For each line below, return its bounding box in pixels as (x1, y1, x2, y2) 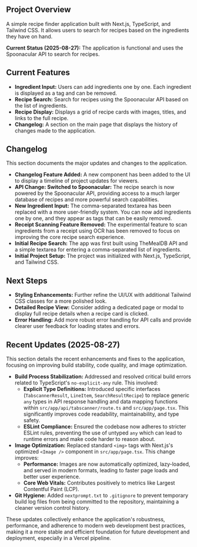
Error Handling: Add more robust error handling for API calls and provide (14, 316, 192, 323)
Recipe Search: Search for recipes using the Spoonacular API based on (14, 95, 189, 102)
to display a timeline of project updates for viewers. (14, 177, 139, 184)
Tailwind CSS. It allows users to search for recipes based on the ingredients (6, 26, 189, 34)
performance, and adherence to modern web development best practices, (6, 522, 186, 529)
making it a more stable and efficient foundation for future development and (6, 528, 190, 535)
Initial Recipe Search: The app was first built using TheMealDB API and (14, 240, 188, 247)
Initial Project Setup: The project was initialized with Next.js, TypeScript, (14, 253, 191, 260)
